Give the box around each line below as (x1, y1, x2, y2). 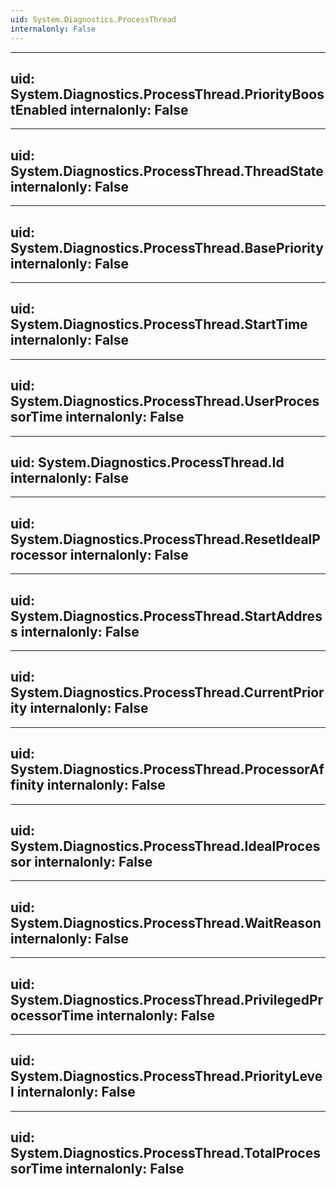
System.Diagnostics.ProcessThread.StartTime (10, 316, 308, 333)
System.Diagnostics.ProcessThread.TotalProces (10, 1145, 321, 1162)
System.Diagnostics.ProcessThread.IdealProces (10, 838, 321, 855)
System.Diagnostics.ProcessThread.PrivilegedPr (10, 991, 324, 1008)
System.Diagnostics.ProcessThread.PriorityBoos (10, 86, 325, 103)
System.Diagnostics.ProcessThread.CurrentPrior (10, 684, 325, 701)
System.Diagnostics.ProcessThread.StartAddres (10, 607, 323, 625)
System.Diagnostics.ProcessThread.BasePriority (10, 239, 324, 256)
